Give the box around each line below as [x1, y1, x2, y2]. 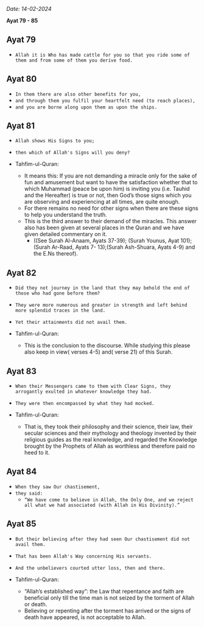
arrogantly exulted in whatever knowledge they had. [15, 389, 152, 395]
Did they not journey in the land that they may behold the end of [15, 285, 190, 292]
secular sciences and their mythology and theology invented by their [24, 429, 197, 437]
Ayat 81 [6, 121, 35, 131]
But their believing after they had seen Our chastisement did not [15, 536, 190, 542]
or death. [24, 600, 47, 607]
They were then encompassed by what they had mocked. [15, 401, 155, 407]
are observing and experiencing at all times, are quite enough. [24, 198, 180, 206]
